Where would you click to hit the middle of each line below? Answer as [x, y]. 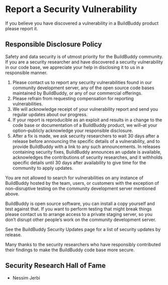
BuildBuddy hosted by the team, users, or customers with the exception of [82, 183]
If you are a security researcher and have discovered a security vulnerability [84, 62]
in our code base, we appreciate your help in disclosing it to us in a [74, 67]
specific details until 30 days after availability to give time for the [79, 163]
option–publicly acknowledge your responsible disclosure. [73, 130]
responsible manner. [26, 73]
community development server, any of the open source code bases [83, 88]
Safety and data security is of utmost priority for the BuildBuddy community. [84, 56]
